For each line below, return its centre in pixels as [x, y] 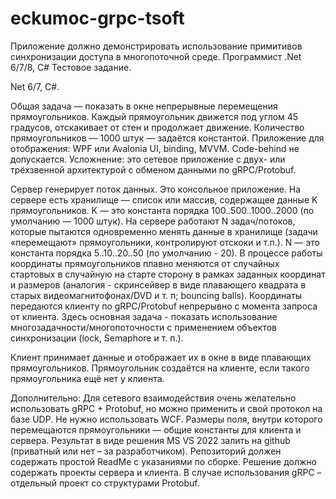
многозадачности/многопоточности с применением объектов [144, 327]
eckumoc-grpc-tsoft [97, 18]
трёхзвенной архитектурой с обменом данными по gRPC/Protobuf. [153, 169]
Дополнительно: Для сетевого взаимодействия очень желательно [153, 398]
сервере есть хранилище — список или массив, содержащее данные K [164, 199]
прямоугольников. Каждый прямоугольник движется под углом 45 [154, 116]
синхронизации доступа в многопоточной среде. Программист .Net [156, 56]
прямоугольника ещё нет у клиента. [87, 378]
